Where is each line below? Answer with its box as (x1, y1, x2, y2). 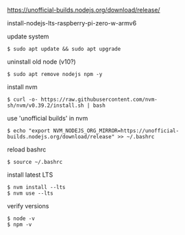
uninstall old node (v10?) (7, 58, 77, 66)
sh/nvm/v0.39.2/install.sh (7, 102, 84, 109)
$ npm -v (7, 221, 32, 228)
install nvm (7, 83, 38, 91)
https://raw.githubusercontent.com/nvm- (40, 96, 158, 103)
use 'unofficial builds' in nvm (7, 114, 88, 122)
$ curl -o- (7, 96, 38, 103)
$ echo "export (7, 127, 51, 134)
